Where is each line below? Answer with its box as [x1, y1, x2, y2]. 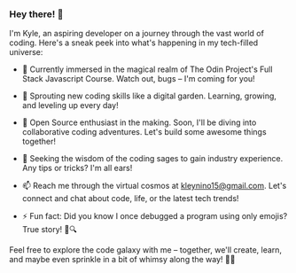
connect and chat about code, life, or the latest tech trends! [21, 193, 239, 204]
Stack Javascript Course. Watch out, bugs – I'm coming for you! [21, 74, 255, 84]
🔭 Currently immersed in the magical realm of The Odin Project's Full [21, 64, 273, 74]
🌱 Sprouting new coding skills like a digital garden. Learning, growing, [21, 90, 277, 101]
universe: [9, 47, 43, 58]
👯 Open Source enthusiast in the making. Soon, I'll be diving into [21, 117, 257, 128]
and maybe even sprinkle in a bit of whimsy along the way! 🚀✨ [9, 254, 236, 265]
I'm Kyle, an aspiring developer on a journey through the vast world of [9, 28, 264, 39]
